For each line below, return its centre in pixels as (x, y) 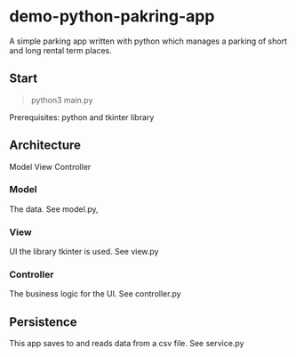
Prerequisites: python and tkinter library (82, 117)
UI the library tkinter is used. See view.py (84, 252)
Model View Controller (50, 166)
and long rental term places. (61, 50)
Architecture (45, 146)
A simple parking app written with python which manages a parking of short (148, 41)
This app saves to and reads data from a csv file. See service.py (127, 344)
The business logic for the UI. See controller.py (95, 294)
